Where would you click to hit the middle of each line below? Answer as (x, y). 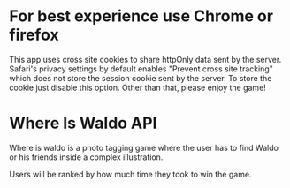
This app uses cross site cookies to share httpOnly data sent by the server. (145, 59)
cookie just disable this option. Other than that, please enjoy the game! (138, 87)
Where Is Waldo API (83, 123)
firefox (34, 35)
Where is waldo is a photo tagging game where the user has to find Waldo (144, 147)
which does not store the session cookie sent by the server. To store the (141, 78)
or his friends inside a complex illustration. (86, 157)
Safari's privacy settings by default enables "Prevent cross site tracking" (141, 69)
